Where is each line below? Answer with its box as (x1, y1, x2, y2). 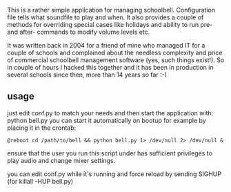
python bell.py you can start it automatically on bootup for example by (7, 116, 206, 124)
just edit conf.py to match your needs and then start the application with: (7, 108, 214, 117)
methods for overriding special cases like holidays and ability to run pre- (7, 21, 213, 28)
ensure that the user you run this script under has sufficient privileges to (7, 148, 212, 157)
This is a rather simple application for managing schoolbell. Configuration (7, 6, 216, 14)
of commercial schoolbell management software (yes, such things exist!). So (7, 56, 225, 64)
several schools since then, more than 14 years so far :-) (7, 70, 168, 79)
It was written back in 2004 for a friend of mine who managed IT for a (7, 41, 205, 49)
